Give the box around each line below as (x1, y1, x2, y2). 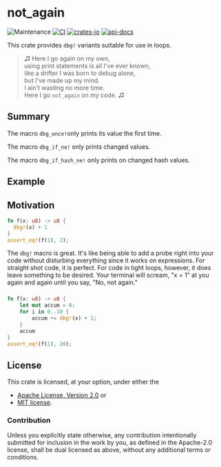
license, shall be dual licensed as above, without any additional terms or (7, 446, 211, 454)
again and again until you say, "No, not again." (7, 278, 138, 287)
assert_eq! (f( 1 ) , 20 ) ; (7, 340, 72, 347)
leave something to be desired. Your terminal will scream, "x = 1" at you (7, 271, 210, 280)
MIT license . (17, 398, 52, 407)
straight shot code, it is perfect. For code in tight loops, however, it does (7, 264, 211, 272)
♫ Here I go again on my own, (23, 54, 110, 63)
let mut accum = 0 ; (19, 302, 76, 309)
